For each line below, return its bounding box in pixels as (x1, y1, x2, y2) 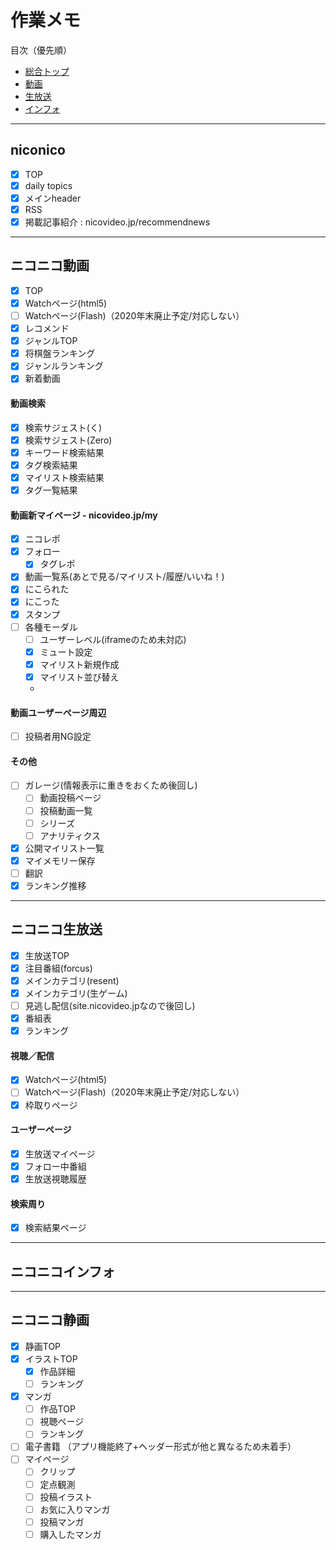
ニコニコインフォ (10, 1263, 116, 1280)
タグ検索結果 (24, 459, 78, 471)
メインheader (24, 192, 82, 204)
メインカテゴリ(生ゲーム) (24, 987, 128, 999)
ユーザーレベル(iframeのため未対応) (39, 633, 187, 645)
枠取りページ (24, 1099, 78, 1111)
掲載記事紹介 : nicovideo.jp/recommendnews (24, 216, 211, 228)
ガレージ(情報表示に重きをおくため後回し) (24, 779, 198, 791)
